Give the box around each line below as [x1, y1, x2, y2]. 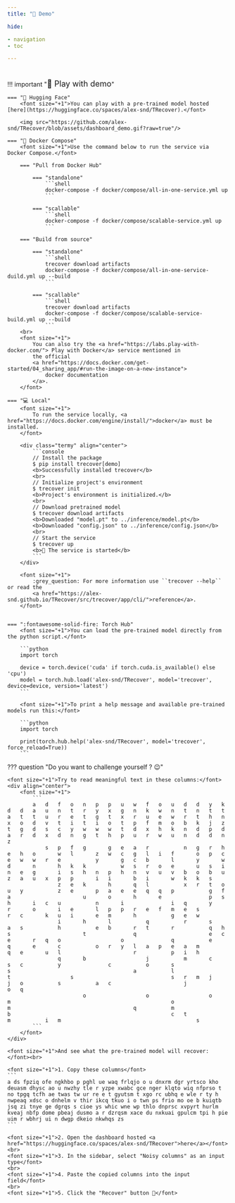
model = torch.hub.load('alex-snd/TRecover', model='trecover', [20, 677, 212, 684]
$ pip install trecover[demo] [32, 461, 121, 468]
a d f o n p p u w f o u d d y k [32, 801, 225, 808]
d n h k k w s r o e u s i [7, 863, 225, 870]
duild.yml [7, 273, 37, 280]
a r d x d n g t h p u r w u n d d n [7, 832, 225, 839]
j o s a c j [7, 980, 188, 987]
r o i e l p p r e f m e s [7, 906, 200, 913]
